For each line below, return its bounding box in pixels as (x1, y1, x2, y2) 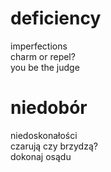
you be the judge (10, 61, 80, 73)
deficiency (10, 7, 102, 30)
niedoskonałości (10, 129, 78, 141)
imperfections (10, 40, 68, 52)
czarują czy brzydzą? (10, 140, 98, 152)
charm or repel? (10, 50, 76, 62)
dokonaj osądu (10, 150, 72, 162)
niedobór (10, 97, 88, 119)
